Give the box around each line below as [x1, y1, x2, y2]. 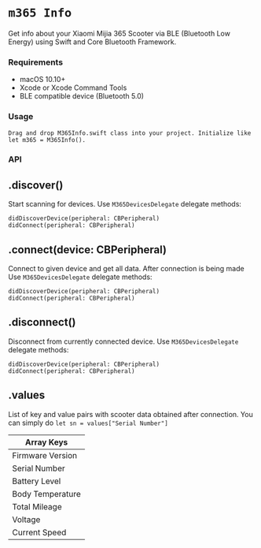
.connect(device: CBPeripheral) [8, 243, 167, 256]
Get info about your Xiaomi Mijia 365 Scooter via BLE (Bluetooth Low [8, 28, 230, 38]
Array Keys [24, 436, 68, 447]
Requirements [8, 57, 64, 68]
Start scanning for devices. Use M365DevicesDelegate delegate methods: [8, 199, 242, 209]
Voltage [12, 514, 41, 525]
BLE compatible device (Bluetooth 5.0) [19, 91, 144, 101]
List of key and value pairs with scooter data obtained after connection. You [8, 409, 253, 419]
